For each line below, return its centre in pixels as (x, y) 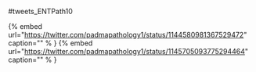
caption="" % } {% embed (50, 43)
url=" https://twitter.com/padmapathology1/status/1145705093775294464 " (128, 51)
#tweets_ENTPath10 (40, 11)
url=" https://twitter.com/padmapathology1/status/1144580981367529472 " (128, 35)
